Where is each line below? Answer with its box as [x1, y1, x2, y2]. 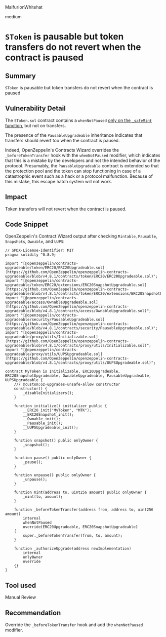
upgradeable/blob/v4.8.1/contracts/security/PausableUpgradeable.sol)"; [5, 326, 158, 331]
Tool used [5, 581, 36, 590]
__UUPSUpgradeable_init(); [23, 425, 79, 430]
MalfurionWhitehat [5, 4, 43, 10]
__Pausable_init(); [23, 421, 63, 426]
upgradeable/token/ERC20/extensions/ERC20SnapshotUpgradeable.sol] [5, 282, 147, 288]
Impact [5, 193, 27, 201]
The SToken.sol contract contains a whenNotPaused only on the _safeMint [5, 117, 152, 123]
